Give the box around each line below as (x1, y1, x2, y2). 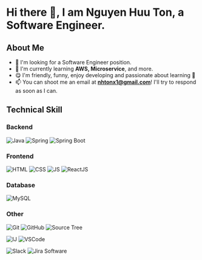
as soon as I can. (15, 87, 58, 94)
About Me (6, 43, 44, 53)
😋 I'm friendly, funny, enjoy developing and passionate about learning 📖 (15, 72, 196, 78)
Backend (6, 123, 33, 131)
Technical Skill (6, 104, 62, 115)
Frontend (6, 152, 34, 160)
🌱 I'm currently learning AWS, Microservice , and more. (15, 65, 153, 72)
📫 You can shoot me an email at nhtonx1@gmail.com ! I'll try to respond (15, 78, 197, 86)
